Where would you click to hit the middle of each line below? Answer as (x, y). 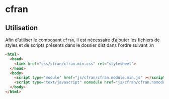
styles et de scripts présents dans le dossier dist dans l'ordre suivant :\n (80, 45)
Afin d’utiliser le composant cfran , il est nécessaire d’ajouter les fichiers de (82, 40)
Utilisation (22, 28)
